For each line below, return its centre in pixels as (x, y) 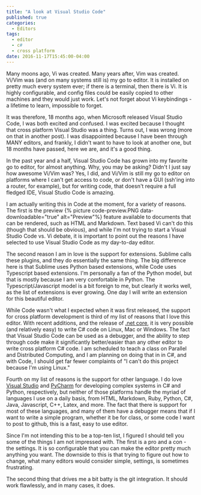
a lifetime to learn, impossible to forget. (55, 105)
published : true (26, 17)
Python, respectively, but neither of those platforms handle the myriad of (96, 392)
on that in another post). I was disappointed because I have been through (97, 136)
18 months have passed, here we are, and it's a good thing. (79, 149)
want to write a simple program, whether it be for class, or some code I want (100, 417)
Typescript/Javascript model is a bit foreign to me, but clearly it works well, (99, 286)
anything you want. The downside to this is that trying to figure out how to (97, 454)
